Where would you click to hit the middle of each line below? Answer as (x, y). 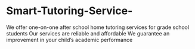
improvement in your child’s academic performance (69, 40)
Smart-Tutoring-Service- (69, 11)
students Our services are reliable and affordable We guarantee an (88, 33)
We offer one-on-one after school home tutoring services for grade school (98, 27)
